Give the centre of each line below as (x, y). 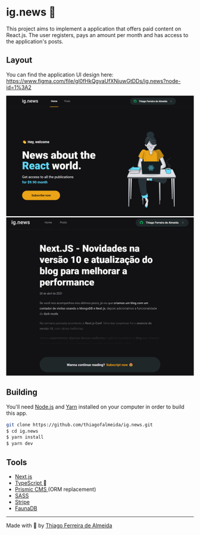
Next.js (24, 476)
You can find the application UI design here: (60, 75)
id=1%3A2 (19, 87)
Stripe (22, 502)
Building (22, 393)
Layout (19, 60)
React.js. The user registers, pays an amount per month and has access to (97, 35)
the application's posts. (35, 41)
